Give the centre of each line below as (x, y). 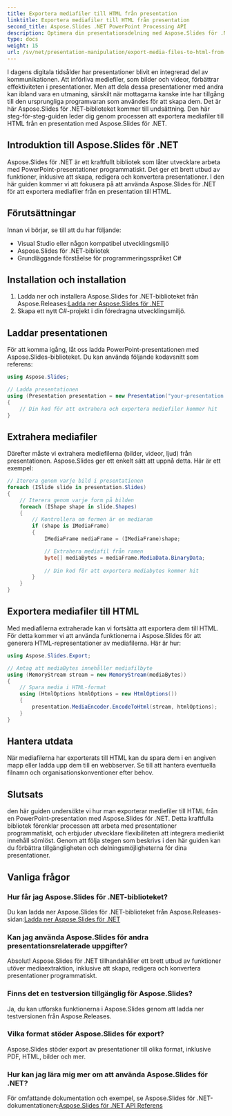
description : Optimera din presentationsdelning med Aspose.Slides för (112, 33)
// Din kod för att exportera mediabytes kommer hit (121, 571)
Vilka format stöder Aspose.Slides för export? (86, 1034)
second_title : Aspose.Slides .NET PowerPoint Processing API (97, 26)
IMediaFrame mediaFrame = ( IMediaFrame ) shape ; (112, 539)
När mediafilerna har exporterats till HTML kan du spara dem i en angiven (112, 758)
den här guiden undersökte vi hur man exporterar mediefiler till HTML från (113, 811)
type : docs (23, 39)
